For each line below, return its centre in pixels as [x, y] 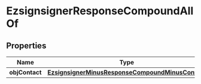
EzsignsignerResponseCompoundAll [100, 11]
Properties [26, 46]
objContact [25, 72]
